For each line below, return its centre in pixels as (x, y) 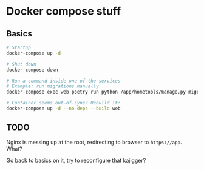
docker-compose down (32, 70)
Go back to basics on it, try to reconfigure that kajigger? (76, 160)
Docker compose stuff (64, 11)
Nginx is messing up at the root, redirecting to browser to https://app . (94, 142)
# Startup (19, 47)
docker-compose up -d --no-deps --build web (63, 109)
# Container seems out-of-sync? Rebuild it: (63, 103)
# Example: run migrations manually (53, 86)
